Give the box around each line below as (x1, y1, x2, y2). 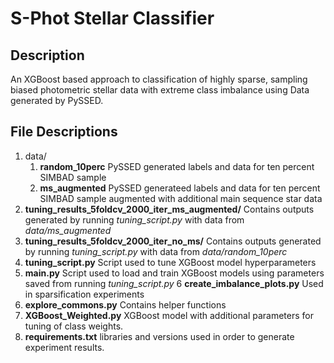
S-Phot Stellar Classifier (10, 7, 215, 30)
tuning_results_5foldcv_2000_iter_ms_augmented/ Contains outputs (24, 203, 315, 215)
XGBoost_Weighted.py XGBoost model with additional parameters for (24, 309, 314, 321)
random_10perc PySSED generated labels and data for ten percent (39, 160, 315, 172)
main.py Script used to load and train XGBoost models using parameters (24, 267, 325, 279)
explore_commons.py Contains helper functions (24, 298, 227, 311)
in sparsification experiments (24, 288, 145, 300)
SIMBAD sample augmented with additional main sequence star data (39, 192, 323, 204)
